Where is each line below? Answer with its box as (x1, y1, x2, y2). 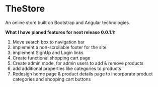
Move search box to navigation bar (12, 38, 85, 45)
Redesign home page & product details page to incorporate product (12, 70, 153, 76)
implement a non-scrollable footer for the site (12, 44, 107, 50)
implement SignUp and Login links (12, 49, 84, 55)
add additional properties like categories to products (12, 65, 122, 71)
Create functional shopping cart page (12, 54, 91, 60)
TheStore (5, 3, 45, 14)
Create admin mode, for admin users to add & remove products (12, 60, 144, 66)
